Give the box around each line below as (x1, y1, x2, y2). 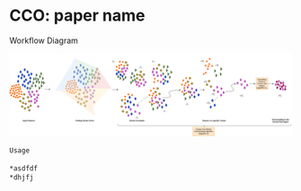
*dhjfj (9, 172, 34, 182)
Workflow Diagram (9, 35, 79, 46)
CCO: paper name (9, 5, 146, 26)
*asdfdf (9, 163, 39, 173)
